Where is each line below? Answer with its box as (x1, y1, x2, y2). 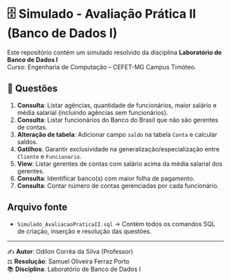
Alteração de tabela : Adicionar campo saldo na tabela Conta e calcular (16, 130, 218, 138)
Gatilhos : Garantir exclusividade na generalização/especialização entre (16, 144, 220, 153)
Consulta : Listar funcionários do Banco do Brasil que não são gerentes (16, 116, 219, 124)
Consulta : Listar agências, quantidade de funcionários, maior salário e (16, 101, 217, 109)
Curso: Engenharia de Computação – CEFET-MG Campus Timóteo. (7, 63, 197, 71)
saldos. (16, 138, 38, 146)
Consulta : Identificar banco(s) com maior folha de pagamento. (16, 174, 195, 182)
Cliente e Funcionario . (16, 152, 82, 160)
